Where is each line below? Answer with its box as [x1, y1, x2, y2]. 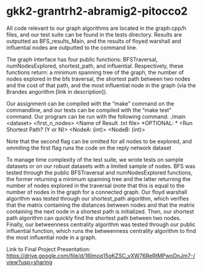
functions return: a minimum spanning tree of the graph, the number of [6, 68, 184, 76]
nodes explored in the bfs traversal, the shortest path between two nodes [6, 75, 190, 82]
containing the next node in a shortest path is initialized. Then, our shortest [6, 207, 195, 215]
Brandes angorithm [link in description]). [6, 88, 108, 95]
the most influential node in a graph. [6, 234, 97, 241]
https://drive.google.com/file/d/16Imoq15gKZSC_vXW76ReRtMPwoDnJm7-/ [6, 252, 196, 259]
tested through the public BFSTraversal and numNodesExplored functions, [6, 169, 193, 176]
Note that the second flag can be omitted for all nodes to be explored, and [6, 137, 192, 145]
